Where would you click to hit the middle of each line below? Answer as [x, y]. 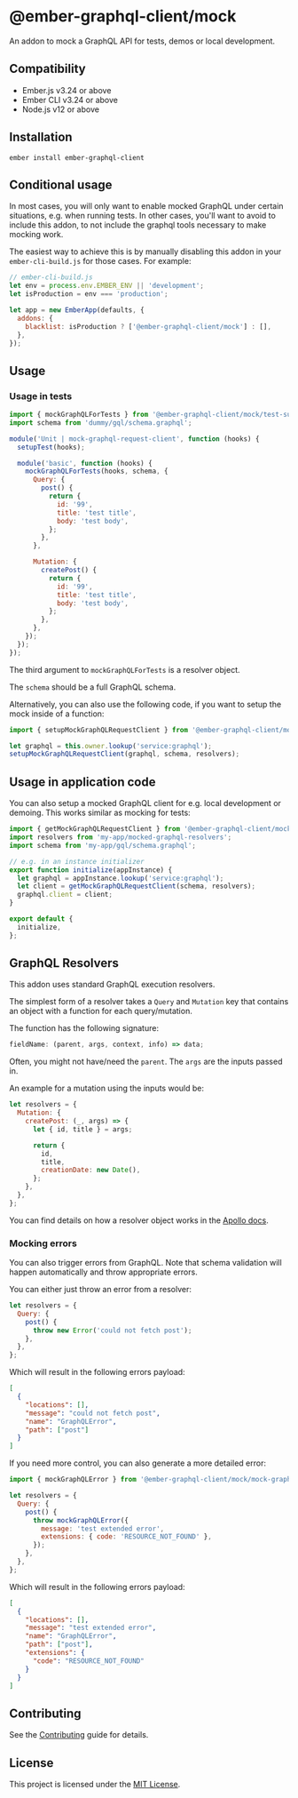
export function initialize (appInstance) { [91, 870]
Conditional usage [61, 184]
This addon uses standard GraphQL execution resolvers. [112, 985]
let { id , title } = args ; [82, 1129]
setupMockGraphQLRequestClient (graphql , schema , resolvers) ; [125, 754]
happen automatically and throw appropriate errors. [103, 1272]
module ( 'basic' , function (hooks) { [85, 463]
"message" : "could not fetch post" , [93, 1413]
